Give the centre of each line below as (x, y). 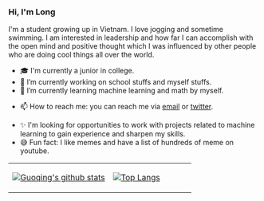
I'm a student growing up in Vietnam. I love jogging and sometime (116, 30)
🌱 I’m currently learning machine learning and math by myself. (122, 91)
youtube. (34, 151)
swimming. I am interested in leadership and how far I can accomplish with (131, 37)
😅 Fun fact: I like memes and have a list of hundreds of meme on (126, 143)
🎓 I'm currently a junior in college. (77, 71)
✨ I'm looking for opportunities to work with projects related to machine (137, 125)
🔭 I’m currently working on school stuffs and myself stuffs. (116, 82)
